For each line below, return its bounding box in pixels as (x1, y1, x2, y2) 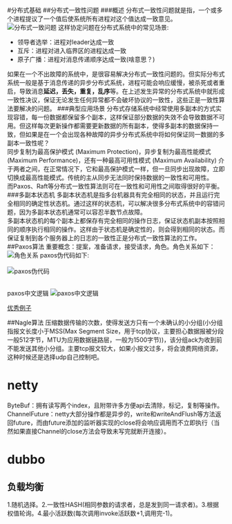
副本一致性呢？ (7, 139, 50, 147)
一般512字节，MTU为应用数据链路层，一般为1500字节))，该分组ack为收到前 (7, 336, 223, 344)
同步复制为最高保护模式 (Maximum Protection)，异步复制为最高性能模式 (7, 148, 212, 155)
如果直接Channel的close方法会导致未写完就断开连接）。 (12, 427, 171, 435)
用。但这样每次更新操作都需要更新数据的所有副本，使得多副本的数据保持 (7, 122, 213, 130)
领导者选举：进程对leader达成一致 (17, 38, 115, 46)
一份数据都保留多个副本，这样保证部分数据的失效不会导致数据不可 (37, 113, 225, 121)
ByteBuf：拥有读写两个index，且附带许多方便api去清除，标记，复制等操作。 (7, 401, 224, 409)
